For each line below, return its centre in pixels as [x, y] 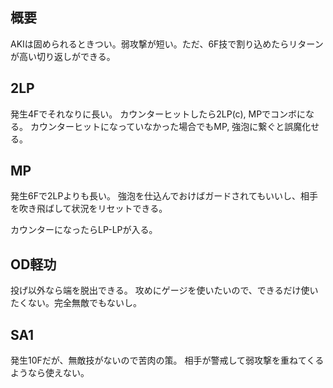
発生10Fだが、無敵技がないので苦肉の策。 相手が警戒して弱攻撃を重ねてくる [167, 360]
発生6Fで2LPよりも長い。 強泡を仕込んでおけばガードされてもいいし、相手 [164, 196]
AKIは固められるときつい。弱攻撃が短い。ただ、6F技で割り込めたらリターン [167, 44]
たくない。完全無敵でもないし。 [76, 303]
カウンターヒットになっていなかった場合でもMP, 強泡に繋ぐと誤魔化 [170, 126]
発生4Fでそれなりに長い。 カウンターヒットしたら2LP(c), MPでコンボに [158, 114]
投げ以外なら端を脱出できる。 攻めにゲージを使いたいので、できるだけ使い [164, 290]
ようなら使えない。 [50, 373]
